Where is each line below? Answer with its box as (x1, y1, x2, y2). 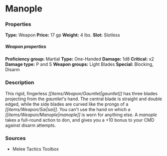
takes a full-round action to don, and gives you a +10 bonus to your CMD (5, 117, 155, 123)
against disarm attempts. (5, 122, 56, 128)
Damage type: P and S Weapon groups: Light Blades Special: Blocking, (5, 61, 154, 67)
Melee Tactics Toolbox (12, 146, 59, 152)
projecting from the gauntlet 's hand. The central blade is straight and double (5, 96, 162, 102)
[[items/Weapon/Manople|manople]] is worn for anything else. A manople (5, 112, 157, 118)
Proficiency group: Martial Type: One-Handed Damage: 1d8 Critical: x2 (5, 56, 155, 62)
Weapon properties (5, 43, 46, 50)
